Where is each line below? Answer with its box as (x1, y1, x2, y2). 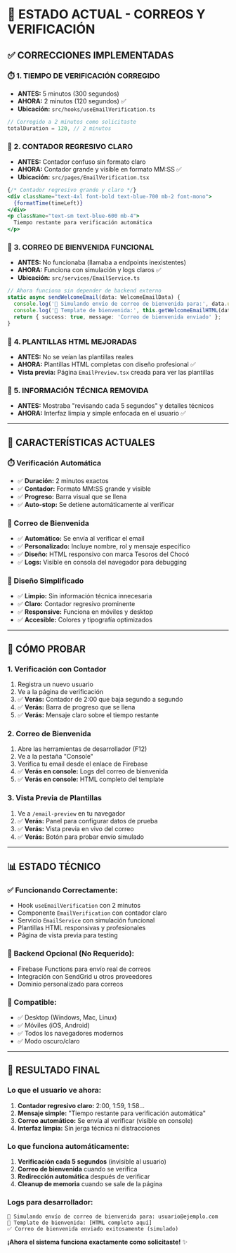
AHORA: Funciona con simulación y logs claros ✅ (17, 266, 162, 274)
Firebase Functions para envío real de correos (17, 965, 151, 973)
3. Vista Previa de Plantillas (7, 793, 102, 803)
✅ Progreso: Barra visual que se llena (17, 492, 127, 501)
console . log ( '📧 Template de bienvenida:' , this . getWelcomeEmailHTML (13, 307, 218, 314)
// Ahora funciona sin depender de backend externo (7, 288, 162, 295)
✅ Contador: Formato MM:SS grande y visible (17, 484, 151, 493)
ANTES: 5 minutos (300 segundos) (17, 89, 119, 98)
